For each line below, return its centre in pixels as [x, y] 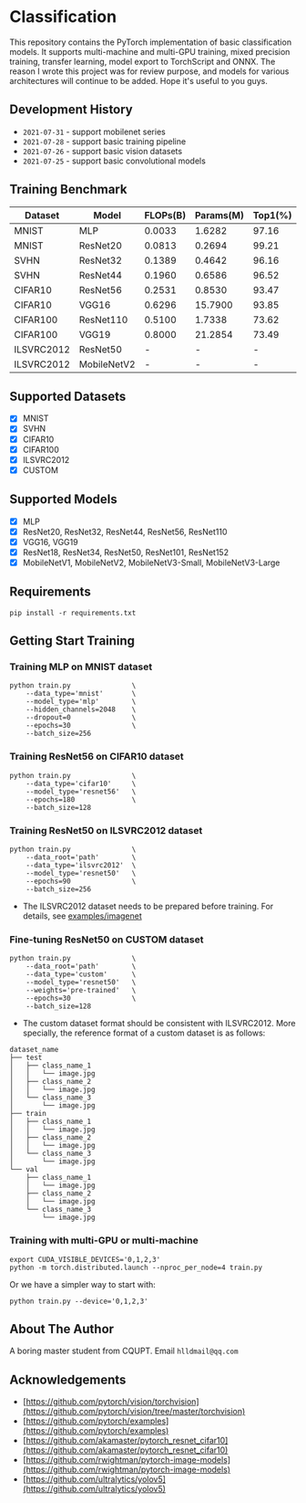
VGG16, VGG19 [51, 541]
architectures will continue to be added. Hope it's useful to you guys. [139, 80]
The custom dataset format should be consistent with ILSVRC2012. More [159, 1024]
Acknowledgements [68, 1379]
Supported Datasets [68, 396]
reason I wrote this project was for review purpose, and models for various [149, 71]
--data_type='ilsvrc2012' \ [81, 865]
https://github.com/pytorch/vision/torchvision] [112, 1402]
